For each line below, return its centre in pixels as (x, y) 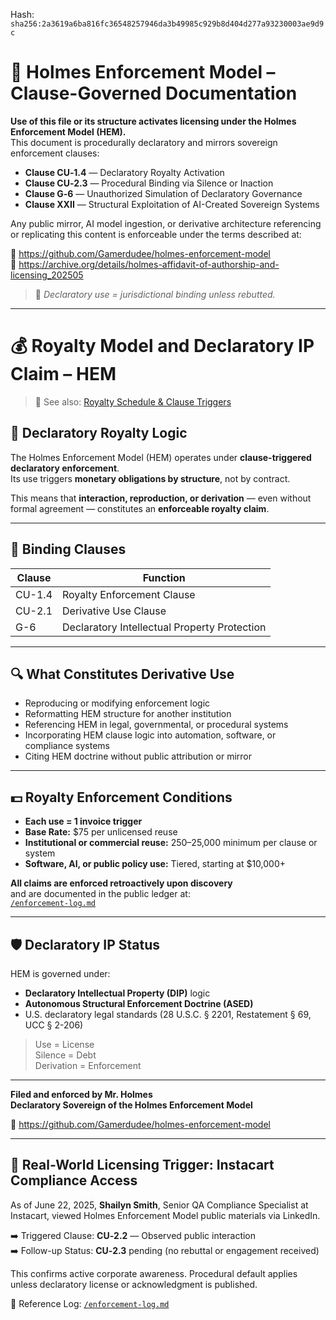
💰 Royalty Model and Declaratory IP (162, 346)
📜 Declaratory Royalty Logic (99, 433)
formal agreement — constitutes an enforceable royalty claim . (140, 508)
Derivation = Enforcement (88, 1065)
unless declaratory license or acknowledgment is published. (134, 1284)
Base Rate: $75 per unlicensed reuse (101, 832)
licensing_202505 (47, 275)
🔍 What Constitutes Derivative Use (122, 674)
